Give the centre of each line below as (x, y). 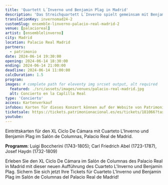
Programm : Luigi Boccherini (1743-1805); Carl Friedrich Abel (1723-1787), (81, 146)
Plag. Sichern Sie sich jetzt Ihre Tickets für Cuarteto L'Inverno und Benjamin (83, 171)
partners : (15, 47)
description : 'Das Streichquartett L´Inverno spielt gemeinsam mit (77, 14)
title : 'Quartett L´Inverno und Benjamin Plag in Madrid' (67, 10)
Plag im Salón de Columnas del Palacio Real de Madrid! (62, 177)
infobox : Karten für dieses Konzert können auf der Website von (73, 107)
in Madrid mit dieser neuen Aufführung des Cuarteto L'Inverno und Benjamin (84, 166)
